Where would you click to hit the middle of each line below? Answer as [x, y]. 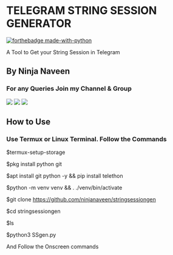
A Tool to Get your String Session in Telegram [63, 52]
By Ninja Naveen [38, 72]
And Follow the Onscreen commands [53, 246]
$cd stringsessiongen [33, 211]
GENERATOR [39, 23]
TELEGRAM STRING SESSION [82, 11]
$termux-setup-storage [36, 152]
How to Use [29, 122]
